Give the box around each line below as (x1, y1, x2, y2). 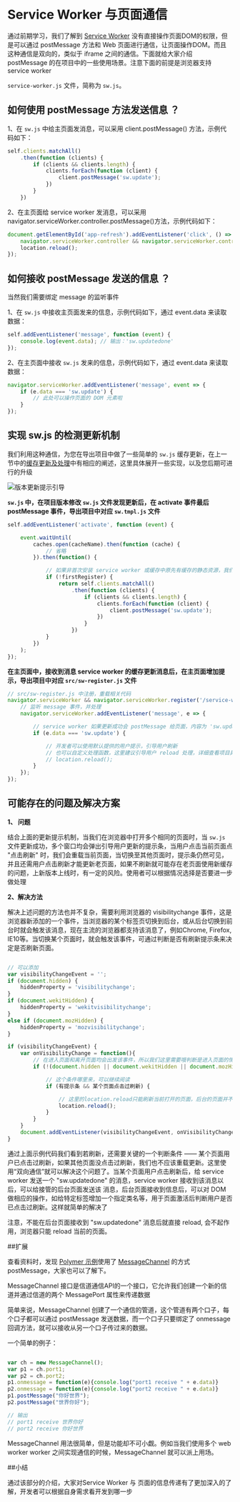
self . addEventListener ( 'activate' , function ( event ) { (7, 521, 174, 529)
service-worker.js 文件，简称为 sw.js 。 (7, 81, 126, 89)
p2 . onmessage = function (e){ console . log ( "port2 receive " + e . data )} (7, 1386, 219, 1393)
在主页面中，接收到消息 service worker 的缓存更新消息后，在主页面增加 (7, 667, 219, 676)
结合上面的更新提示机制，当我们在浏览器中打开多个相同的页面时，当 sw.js (7, 833, 226, 841)
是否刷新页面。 (13, 943, 58, 952)
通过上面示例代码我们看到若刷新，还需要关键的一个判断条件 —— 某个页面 (7, 1149, 224, 1158)
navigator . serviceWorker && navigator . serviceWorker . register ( (7, 697, 200, 704)
